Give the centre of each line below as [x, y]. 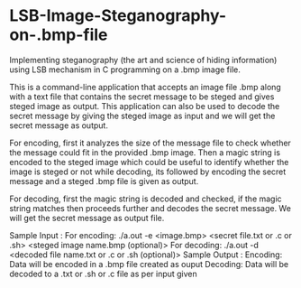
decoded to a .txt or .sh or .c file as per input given [104, 274]
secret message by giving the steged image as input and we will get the [142, 116]
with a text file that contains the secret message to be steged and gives [142, 97]
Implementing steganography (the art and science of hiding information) [143, 60]
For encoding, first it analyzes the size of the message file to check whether [150, 143]
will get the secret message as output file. [87, 218]
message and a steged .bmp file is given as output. [104, 181]
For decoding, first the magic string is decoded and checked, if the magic [146, 199]
